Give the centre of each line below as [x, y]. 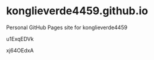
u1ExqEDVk [20, 39]
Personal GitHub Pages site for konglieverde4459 [67, 27]
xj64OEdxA [20, 50]
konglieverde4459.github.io [77, 11]
